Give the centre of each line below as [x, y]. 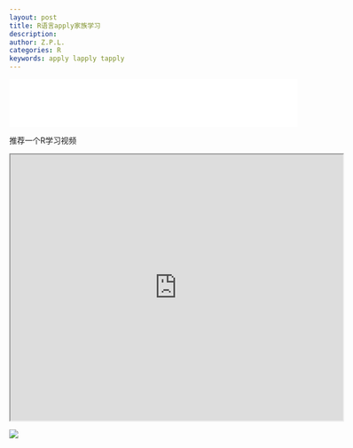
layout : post [33, 17]
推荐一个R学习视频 [43, 140]
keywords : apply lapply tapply [67, 59]
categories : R [35, 51]
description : [33, 34]
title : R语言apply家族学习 [55, 26]
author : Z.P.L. [37, 42]
